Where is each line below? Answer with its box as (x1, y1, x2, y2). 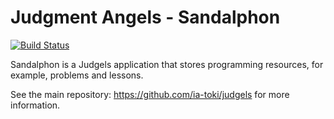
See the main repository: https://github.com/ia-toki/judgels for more (10, 88, 290, 100)
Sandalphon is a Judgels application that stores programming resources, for (10, 58, 324, 70)
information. (10, 99, 61, 111)
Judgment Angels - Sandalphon (10, 6, 281, 29)
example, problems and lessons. (10, 69, 144, 81)
